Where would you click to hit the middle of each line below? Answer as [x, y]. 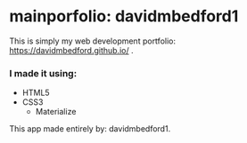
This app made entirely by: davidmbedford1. [90, 129]
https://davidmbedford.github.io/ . [71, 50]
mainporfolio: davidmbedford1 [124, 16]
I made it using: [43, 73]
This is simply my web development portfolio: [93, 41]
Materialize [56, 112]
